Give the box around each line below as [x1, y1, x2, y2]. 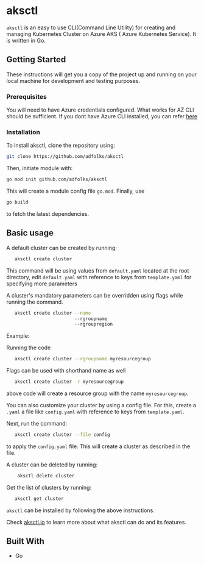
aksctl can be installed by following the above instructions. [6, 507, 155, 514]
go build [6, 199, 29, 205]
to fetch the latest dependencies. [6, 210, 90, 217]
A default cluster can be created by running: [6, 244, 118, 251]
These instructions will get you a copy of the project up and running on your [6, 71, 197, 78]
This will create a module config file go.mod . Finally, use [6, 187, 145, 195]
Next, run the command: [6, 420, 68, 427]
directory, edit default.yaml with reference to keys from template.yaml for [6, 273, 192, 280]
